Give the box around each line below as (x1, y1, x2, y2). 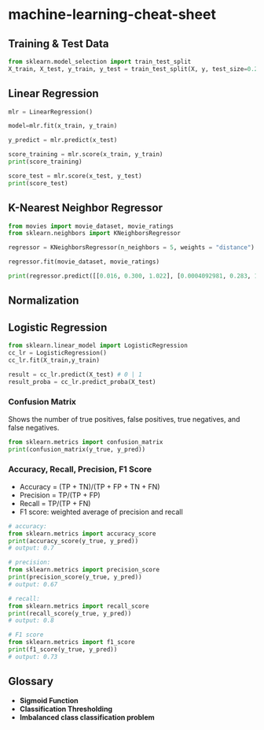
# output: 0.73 (8, 653, 58, 661)
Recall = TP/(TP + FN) (19, 498, 91, 508)
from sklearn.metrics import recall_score (8, 602, 149, 610)
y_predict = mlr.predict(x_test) (8, 136, 118, 144)
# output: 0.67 (8, 580, 58, 588)
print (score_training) (8, 158, 82, 166)
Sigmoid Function (19, 695, 79, 705)
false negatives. (8, 423, 60, 432)
